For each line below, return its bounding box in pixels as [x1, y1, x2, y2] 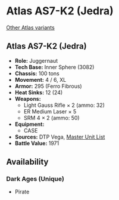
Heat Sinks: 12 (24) [14, 88, 63, 96]
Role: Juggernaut [14, 57, 58, 64]
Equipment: [14, 121, 45, 128]
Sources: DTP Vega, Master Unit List [14, 133, 105, 140]
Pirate [14, 188, 30, 195]
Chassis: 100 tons [14, 70, 59, 77]
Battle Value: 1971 [14, 139, 59, 147]
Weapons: [14, 95, 41, 102]
